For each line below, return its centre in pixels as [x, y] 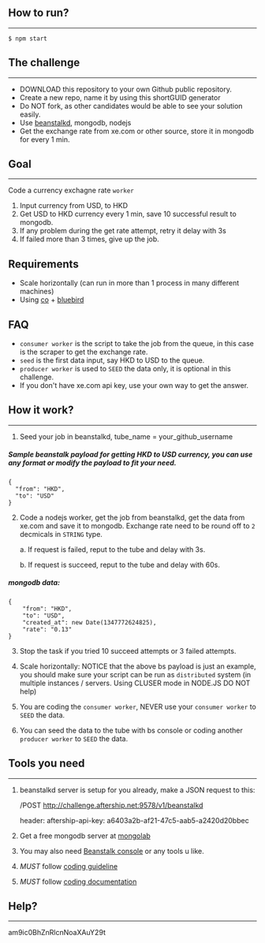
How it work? [41, 410]
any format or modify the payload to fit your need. [93, 463]
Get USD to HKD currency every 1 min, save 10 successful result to [128, 214]
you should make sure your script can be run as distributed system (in [135, 674]
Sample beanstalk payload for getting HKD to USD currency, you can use [131, 455]
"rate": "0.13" [47, 629]
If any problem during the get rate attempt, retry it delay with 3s [123, 231]
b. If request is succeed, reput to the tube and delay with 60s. [120, 565]
